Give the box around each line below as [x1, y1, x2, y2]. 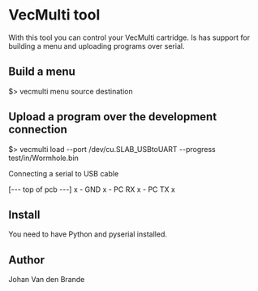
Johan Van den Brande [8, 275, 85, 284]
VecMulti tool [8, 6, 101, 24]
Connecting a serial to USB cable [8, 168, 119, 178]
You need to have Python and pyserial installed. [8, 229, 168, 239]
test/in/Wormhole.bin [8, 153, 80, 163]
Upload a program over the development [8, 110, 217, 124]
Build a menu [8, 65, 75, 79]
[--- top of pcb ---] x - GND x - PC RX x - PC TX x [8, 185, 176, 194]
